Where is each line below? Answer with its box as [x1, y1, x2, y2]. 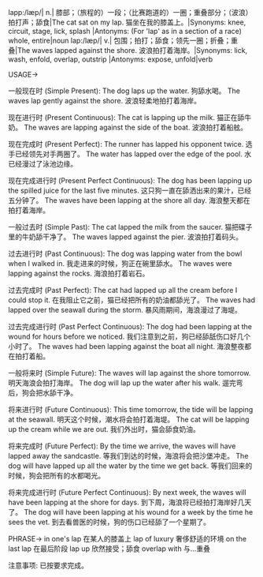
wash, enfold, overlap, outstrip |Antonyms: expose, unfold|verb [8, 54, 213, 64]
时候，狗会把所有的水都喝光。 [8, 471, 105, 480]
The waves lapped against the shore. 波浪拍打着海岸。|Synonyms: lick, [17, 46, 248, 54]
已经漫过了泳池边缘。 [8, 159, 77, 168]
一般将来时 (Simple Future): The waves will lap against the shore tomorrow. [8, 369, 251, 377]
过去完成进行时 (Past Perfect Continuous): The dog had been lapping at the [8, 322, 252, 331]
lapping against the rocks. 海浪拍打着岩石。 [8, 268, 150, 278]
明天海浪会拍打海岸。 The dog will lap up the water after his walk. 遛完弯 [8, 378, 243, 388]
